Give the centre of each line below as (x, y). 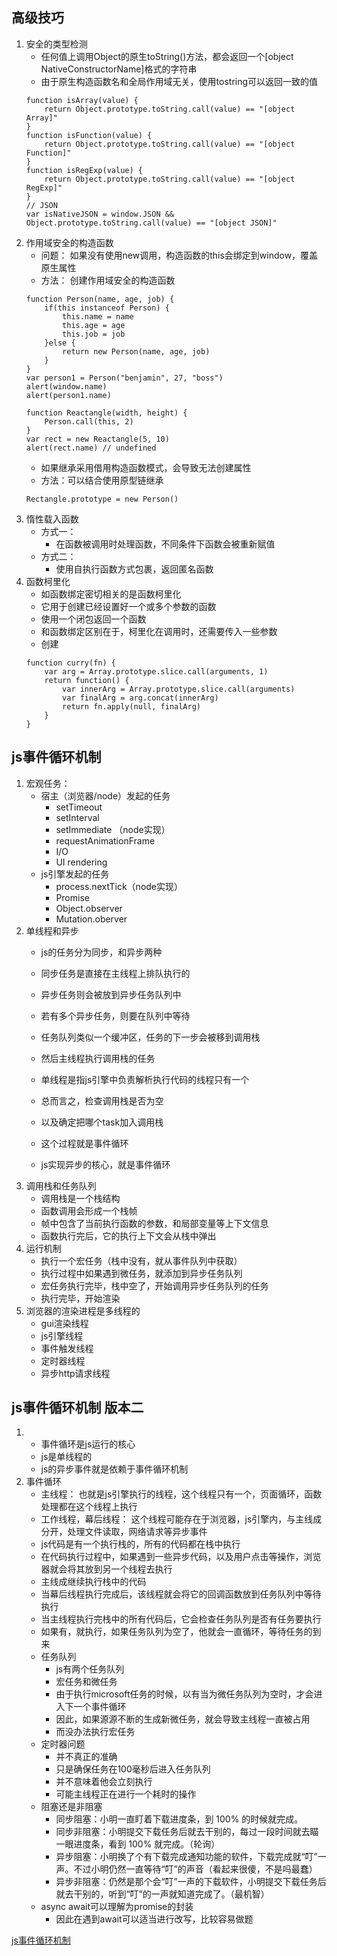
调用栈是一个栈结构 (80, 1198)
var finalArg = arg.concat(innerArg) (140, 698)
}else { (60, 343)
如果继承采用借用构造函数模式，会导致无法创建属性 (146, 467)
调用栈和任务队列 (61, 1185)
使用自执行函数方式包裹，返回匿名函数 (134, 569)
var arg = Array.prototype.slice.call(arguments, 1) (156, 671)
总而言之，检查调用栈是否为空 (102, 1100)
